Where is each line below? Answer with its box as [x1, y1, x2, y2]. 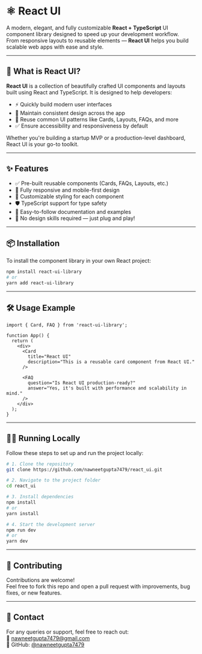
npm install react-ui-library [6, 269, 82, 275]
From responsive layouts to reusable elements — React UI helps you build [6, 37, 189, 44]
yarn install [6, 510, 39, 516]
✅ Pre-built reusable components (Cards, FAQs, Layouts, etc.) [14, 179, 169, 187]
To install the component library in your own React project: [6, 257, 151, 264]
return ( [11, 338, 34, 344]
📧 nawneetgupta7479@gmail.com [6, 634, 90, 641]
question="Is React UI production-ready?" [28, 380, 136, 386]
